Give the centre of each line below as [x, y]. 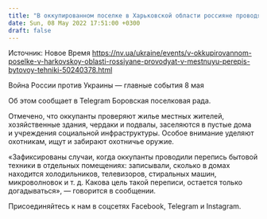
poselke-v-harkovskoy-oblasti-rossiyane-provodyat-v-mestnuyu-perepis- [129, 61]
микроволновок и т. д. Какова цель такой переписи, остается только [126, 182]
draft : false [30, 30]
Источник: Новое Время [49, 53]
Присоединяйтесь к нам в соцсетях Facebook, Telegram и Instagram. [125, 206]
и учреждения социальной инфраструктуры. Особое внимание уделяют [131, 133]
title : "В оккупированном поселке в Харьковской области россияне [120, 16]
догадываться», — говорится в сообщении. [82, 191]
